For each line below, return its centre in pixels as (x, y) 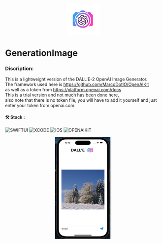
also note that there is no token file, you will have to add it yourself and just (81, 100)
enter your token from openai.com (40, 106)
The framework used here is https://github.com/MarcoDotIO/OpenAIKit (77, 84)
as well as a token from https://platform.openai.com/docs (63, 90)
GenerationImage (41, 53)
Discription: (19, 69)
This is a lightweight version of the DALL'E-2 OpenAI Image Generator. (76, 79)
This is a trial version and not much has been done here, (62, 95)
